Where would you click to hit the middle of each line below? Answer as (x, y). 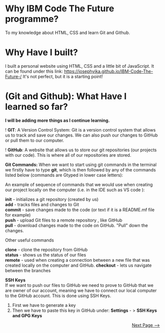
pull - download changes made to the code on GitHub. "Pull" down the (77, 225)
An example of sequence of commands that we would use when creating (79, 184)
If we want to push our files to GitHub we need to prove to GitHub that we (79, 285)
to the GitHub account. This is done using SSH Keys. (58, 296)
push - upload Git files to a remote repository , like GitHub (64, 220)
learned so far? (37, 107)
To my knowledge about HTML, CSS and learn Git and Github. (68, 32)
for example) (18, 215)
